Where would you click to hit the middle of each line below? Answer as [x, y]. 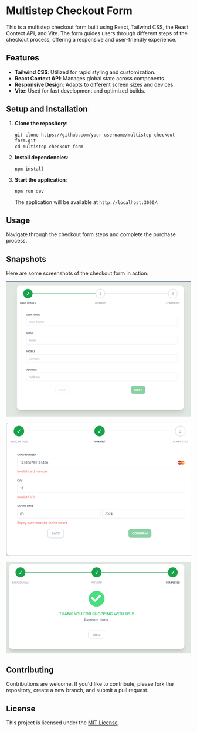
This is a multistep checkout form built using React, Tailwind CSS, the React [97, 27]
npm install [29, 169]
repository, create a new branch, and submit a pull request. [77, 690]
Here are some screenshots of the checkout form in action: [77, 273]
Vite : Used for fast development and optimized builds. [80, 91]
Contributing [30, 670]
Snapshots [26, 259]
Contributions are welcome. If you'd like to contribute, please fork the [90, 684]
